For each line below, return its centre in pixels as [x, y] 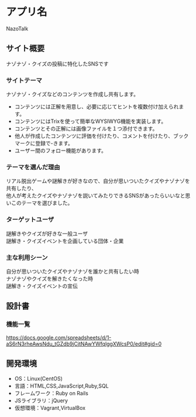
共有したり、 [21, 189]
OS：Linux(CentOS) [39, 379]
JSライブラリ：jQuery [41, 401]
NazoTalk [17, 28]
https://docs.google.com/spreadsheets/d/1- [59, 337]
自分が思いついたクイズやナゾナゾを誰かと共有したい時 [73, 271]
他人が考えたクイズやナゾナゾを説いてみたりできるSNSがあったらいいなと [96, 196]
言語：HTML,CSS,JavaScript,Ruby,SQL [62, 386]
